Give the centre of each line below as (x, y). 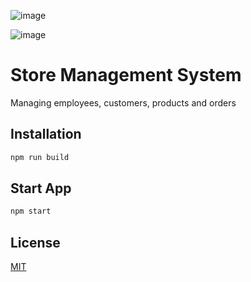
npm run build (40, 157)
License (35, 242)
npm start (31, 211)
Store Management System (126, 75)
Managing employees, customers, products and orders (123, 102)
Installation (46, 134)
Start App (41, 188)
